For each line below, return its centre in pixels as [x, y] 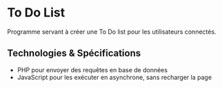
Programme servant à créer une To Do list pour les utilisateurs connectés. [112, 32]
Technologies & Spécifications [74, 53]
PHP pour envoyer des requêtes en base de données [92, 69]
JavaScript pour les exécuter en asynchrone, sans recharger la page [114, 77]
